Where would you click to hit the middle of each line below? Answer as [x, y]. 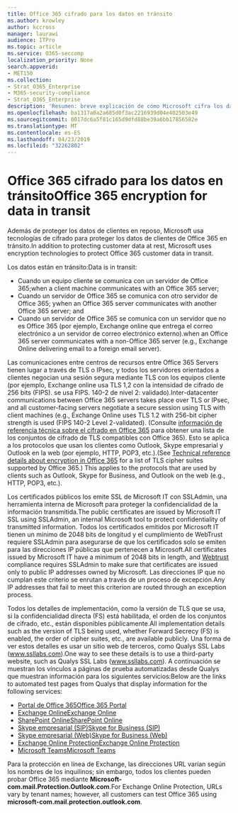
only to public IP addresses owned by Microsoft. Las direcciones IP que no [116, 573]
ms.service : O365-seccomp [45, 54]
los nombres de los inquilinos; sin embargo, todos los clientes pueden [109, 772]
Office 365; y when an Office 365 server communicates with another [117, 304]
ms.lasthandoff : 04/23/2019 [49, 139]
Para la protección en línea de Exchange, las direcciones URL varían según [117, 764]
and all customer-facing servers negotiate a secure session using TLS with [117, 408]
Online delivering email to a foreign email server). [89, 349]
